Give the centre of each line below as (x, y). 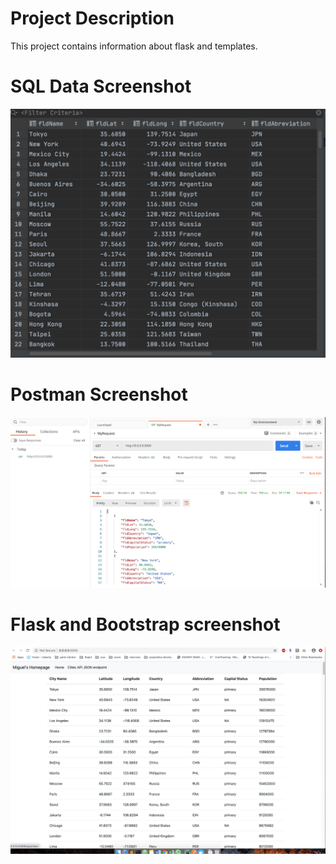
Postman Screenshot (99, 394)
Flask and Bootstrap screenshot (145, 624)
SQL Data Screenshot (101, 86)
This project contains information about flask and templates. (134, 46)
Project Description (92, 18)
